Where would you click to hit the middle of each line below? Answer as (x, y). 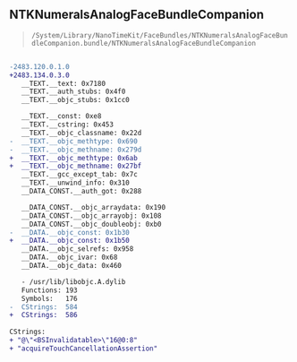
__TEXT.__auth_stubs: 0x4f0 (73, 92)
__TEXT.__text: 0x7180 (63, 83)
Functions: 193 (49, 290)
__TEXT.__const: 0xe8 (61, 116)
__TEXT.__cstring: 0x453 (68, 125)
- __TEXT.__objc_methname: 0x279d (76, 150)
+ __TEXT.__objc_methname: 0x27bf (76, 166)
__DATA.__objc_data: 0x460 (72, 266)
